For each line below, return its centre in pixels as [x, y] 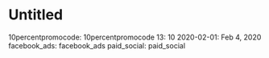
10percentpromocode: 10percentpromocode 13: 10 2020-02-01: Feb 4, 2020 [135, 37]
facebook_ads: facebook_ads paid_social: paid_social [97, 45]
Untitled [36, 15]
